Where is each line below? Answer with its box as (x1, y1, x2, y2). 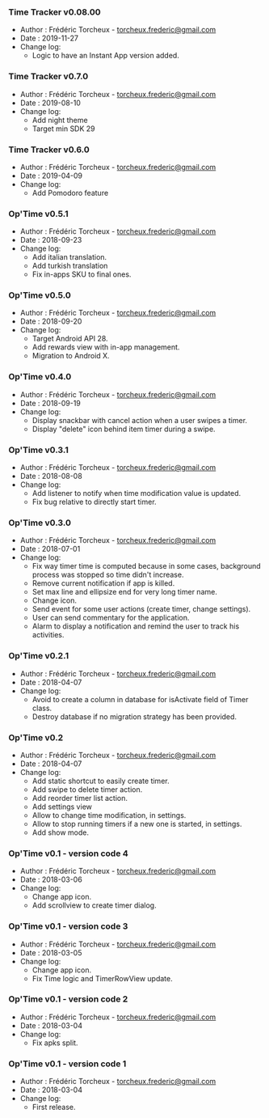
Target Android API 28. (32, 334, 108, 344)
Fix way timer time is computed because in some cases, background (32, 561, 261, 571)
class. (32, 703, 53, 713)
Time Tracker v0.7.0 (8, 71, 89, 83)
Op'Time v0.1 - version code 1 (8, 1058, 127, 1069)
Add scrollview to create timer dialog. (32, 900, 157, 910)
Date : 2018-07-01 (19, 544, 81, 554)
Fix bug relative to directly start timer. (32, 497, 157, 507)
